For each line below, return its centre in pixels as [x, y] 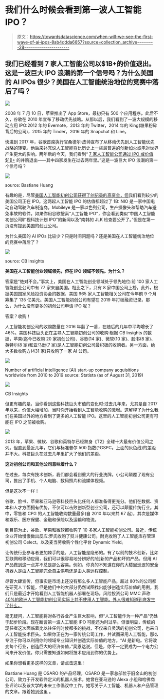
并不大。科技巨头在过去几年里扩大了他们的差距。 [54, 454]
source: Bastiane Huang [29, 185]
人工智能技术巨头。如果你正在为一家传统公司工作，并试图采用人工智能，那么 [82, 634]
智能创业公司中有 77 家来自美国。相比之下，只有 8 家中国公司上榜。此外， [80, 287]
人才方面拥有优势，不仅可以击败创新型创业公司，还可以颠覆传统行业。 [84, 507]
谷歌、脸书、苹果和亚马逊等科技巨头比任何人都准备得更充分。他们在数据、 [80, 501]
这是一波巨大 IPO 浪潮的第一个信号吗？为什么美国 [79, 73]
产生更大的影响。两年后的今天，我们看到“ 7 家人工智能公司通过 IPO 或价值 [79, 154]
